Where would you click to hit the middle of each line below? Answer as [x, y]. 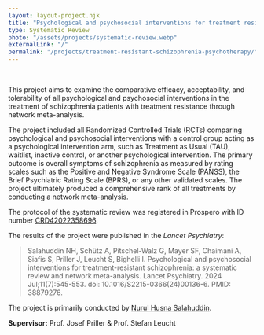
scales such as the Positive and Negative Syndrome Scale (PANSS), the [124, 171]
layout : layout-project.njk [54, 15]
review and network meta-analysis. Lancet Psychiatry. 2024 [125, 276]
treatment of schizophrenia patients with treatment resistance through [122, 106]
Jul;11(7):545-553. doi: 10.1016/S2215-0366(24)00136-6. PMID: [129, 284]
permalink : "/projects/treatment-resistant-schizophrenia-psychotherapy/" [133, 52]
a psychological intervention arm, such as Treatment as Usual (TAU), [119, 147]
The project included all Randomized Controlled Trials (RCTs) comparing [125, 130]
